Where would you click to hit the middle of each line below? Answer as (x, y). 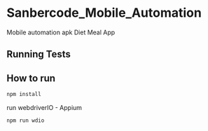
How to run (31, 78)
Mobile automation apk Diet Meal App (61, 32)
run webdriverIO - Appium (44, 108)
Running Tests (39, 54)
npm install (24, 95)
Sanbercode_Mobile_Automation (104, 13)
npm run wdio (26, 120)
